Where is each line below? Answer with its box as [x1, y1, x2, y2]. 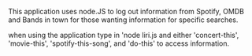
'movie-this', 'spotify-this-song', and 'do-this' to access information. [8, 39, 230, 48]
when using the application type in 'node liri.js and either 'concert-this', [8, 31, 239, 39]
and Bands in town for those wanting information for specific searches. [8, 15, 239, 24]
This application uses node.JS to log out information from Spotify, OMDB [8, 7, 244, 16]
